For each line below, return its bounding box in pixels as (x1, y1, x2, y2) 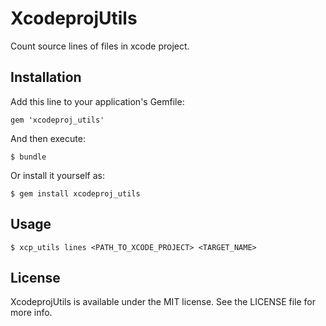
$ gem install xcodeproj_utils (10, 188, 141, 199)
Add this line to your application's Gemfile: (10, 95, 185, 107)
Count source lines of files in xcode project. (10, 40, 190, 52)
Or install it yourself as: (10, 169, 105, 181)
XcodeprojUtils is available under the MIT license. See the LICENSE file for (10, 296, 316, 308)
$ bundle (10, 152, 47, 162)
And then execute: (10, 132, 86, 144)
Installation (10, 69, 82, 86)
